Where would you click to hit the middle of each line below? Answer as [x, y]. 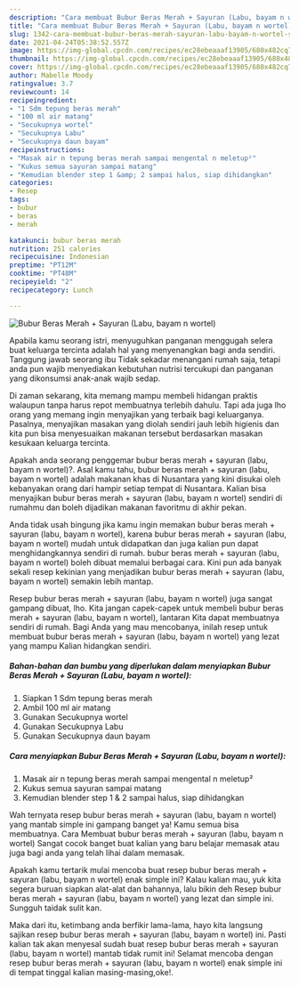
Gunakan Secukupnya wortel [75, 716]
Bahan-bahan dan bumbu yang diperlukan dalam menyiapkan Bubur [140, 666]
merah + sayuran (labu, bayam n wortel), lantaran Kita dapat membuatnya [145, 617]
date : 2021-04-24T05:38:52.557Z [69, 42]
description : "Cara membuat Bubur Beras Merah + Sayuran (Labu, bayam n [147, 17]
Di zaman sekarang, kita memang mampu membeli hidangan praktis [133, 395]
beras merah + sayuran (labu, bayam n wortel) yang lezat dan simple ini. [141, 898]
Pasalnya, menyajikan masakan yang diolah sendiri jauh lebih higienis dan [144, 424]
